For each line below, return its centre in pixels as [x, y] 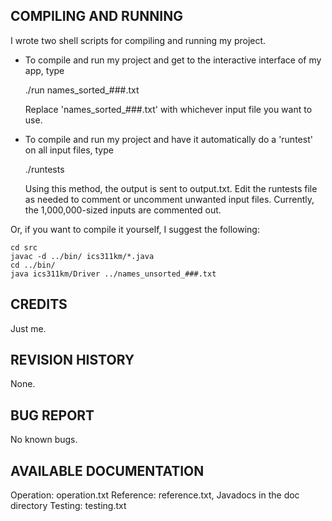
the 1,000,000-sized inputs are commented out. [123, 210]
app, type [44, 70]
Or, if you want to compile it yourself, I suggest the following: [135, 229]
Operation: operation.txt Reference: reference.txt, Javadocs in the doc [155, 495]
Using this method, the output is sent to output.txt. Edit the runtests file [171, 188]
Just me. [28, 328]
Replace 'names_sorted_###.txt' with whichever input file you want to [168, 109]
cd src [24, 247]
